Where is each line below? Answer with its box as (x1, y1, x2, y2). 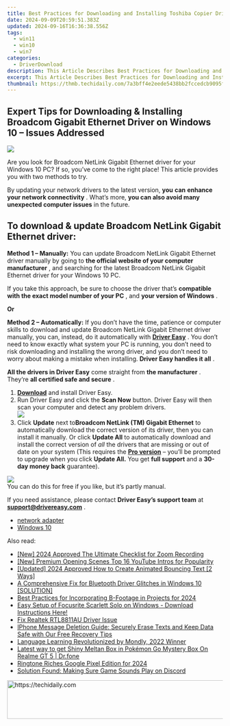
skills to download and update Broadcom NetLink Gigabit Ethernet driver (7, 325, 211, 333)
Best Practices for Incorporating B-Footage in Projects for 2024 (16, 594, 196, 602)
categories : (7, 55, 41, 62)
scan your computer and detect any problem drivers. (16, 402, 166, 411)
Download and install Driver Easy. (16, 388, 113, 396)
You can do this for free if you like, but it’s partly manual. (7, 482, 166, 490)
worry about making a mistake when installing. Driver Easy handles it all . (7, 354, 215, 363)
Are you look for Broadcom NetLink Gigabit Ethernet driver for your (7, 158, 196, 167)
